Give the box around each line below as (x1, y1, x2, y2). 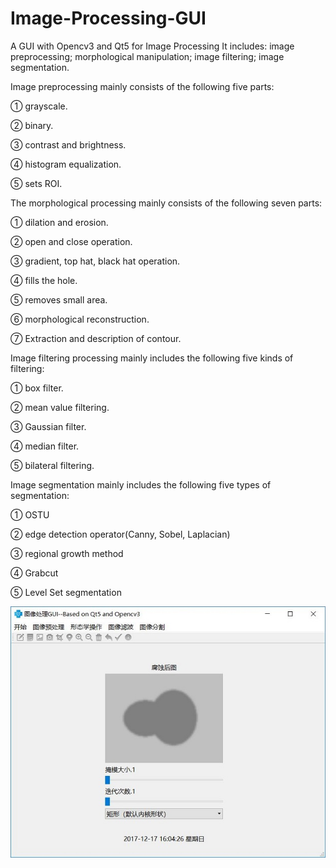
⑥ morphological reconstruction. (10, 313, 150, 325)
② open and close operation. (10, 235, 133, 247)
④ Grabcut (10, 567, 59, 579)
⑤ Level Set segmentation (10, 586, 122, 598)
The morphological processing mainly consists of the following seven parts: (10, 197, 323, 209)
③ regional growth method (10, 547, 124, 559)
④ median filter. (10, 440, 80, 452)
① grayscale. (10, 100, 68, 112)
